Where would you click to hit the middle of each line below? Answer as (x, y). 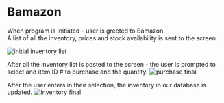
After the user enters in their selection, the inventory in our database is (107, 85)
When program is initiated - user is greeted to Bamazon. (86, 31)
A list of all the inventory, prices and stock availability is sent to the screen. (112, 38)
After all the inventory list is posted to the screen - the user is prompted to (111, 64)
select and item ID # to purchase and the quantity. (78, 72)
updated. (20, 92)
